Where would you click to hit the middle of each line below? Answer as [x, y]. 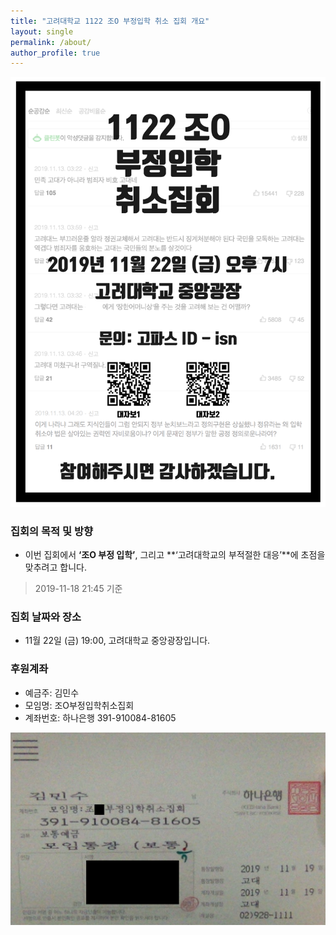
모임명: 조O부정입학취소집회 [79, 705]
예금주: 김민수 [52, 692]
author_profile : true [55, 53]
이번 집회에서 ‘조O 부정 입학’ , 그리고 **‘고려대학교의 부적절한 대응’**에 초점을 [175, 554]
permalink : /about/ [51, 42]
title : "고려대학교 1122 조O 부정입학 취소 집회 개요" [110, 21]
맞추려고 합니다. [55, 567]
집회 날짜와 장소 [46, 617]
